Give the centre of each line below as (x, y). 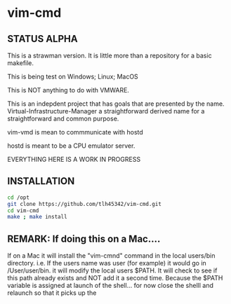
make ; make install (38, 217)
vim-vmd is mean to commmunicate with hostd (75, 132)
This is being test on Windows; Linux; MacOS (73, 76)
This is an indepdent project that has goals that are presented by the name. (116, 104)
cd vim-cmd (23, 210)
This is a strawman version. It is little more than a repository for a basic (110, 55)
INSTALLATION (41, 181)
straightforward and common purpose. (63, 118)
